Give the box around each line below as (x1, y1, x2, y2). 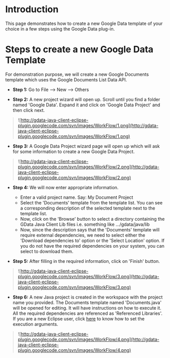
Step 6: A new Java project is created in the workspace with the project (12, 294, 163, 300)
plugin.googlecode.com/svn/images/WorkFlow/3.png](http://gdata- (17, 273, 160, 279)
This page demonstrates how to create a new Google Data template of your (5, 20, 163, 26)
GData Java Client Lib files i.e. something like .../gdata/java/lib (20, 221, 150, 227)
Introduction (5, 4, 59, 15)
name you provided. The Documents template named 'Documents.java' (12, 299, 162, 306)
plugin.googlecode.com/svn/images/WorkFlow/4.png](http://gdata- (17, 336, 160, 342)
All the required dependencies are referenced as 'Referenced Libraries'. (12, 310, 163, 316)
